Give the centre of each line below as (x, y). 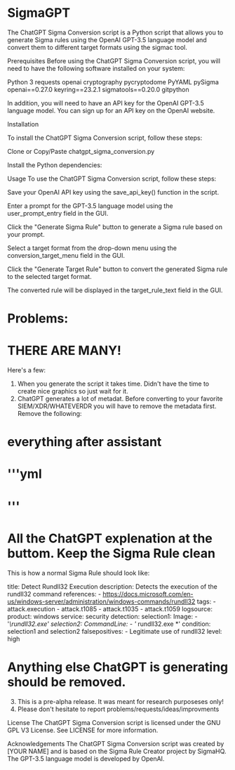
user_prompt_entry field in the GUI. (58, 213)
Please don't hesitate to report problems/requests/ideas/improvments (118, 709)
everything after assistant (85, 442)
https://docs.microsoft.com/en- (148, 594)
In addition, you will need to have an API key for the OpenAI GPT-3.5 (106, 103)
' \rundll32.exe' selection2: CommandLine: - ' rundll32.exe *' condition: (109, 624)
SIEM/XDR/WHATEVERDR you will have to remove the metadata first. (117, 406)
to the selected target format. (50, 276)
